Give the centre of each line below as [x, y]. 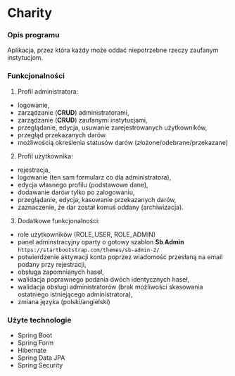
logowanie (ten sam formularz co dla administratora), [94, 177]
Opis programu [33, 35]
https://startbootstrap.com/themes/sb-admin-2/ [88, 250]
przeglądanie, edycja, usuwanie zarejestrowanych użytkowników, [112, 127]
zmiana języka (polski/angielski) [64, 301]
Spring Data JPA [41, 358]
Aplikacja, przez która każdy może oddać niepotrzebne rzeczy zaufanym [113, 50]
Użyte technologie [39, 320]
